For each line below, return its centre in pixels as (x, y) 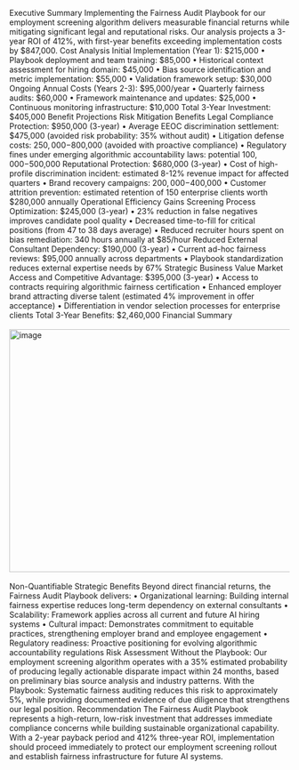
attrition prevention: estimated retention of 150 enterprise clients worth (139, 192)
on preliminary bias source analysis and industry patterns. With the (132, 681)
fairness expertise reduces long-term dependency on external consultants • (149, 605)
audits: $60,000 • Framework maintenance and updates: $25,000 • (133, 98)
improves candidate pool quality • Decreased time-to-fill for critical (132, 221)
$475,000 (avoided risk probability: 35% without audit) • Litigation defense (147, 136)
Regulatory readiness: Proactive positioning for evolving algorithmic (133, 643)
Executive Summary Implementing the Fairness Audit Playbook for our (137, 13)
